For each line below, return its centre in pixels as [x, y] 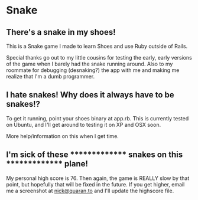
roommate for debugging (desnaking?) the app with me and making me [93, 70]
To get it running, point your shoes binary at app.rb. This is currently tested [98, 118]
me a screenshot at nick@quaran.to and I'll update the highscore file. [90, 191]
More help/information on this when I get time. [63, 136]
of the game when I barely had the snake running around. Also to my [90, 64]
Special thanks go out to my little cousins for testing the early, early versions [99, 58]
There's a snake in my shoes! [61, 32]
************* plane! [47, 164]
